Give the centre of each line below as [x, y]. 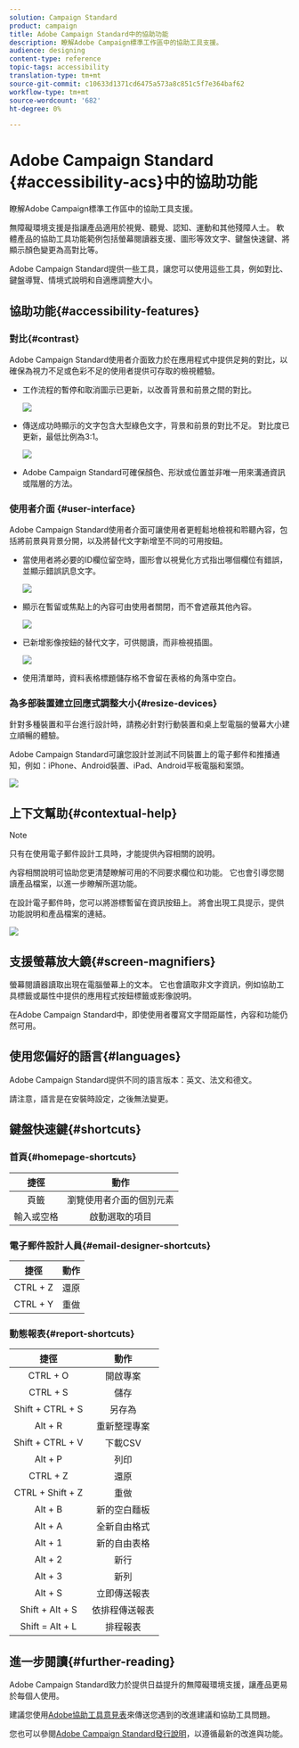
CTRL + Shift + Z [48, 1493]
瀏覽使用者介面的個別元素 [121, 1200]
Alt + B [48, 1510]
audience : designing [48, 51]
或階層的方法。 [49, 483]
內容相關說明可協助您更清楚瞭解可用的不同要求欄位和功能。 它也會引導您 [143, 873]
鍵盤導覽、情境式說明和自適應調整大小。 [83, 280]
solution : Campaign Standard [63, 17]
